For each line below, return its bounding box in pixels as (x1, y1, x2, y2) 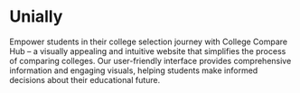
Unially (9, 6, 63, 27)
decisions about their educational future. (9, 74, 161, 85)
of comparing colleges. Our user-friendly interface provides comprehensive (9, 55, 292, 66)
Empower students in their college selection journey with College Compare (9, 36, 287, 47)
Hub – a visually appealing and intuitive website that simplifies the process (9, 45, 286, 56)
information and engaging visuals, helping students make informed (9, 65, 258, 76)
